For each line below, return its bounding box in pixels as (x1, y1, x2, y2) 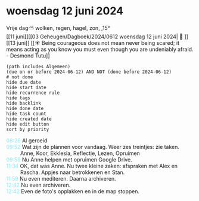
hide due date (6, 79, 42, 85)
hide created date (6, 115, 52, 122)
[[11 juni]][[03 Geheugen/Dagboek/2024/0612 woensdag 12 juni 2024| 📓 (6, 33, 184, 40)
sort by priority (6, 126, 49, 132)
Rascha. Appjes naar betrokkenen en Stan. (20, 169, 125, 176)
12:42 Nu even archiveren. (6, 181, 71, 188)
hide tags (6, 95, 31, 101)
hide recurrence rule (6, 90, 60, 96)
